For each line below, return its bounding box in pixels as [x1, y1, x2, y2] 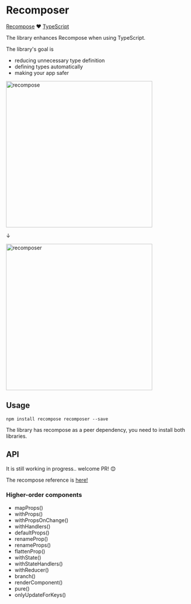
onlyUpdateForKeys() [14, 591, 66, 598]
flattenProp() [14, 548, 46, 555]
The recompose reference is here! [6, 476, 88, 483]
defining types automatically [14, 63, 84, 70]
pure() [14, 585, 30, 592]
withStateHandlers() [14, 560, 63, 567]
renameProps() [14, 541, 51, 548]
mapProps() [14, 504, 44, 511]
